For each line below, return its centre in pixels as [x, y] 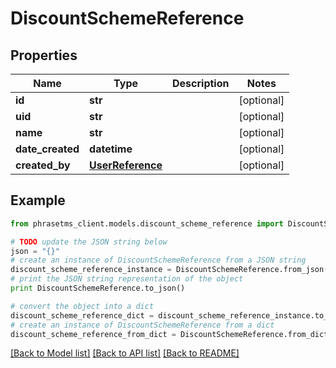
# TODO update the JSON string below [89, 242]
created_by [43, 165]
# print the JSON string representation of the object [127, 279]
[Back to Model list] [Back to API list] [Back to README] [125, 353]
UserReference [126, 165]
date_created [47, 149]
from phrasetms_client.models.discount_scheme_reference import [147, 223]
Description [201, 83]
